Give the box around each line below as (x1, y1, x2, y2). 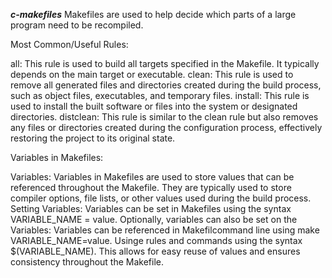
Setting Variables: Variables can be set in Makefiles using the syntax (10, 203, 292, 214)
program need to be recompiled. (10, 19, 144, 31)
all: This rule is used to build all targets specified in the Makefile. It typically (10, 58, 320, 69)
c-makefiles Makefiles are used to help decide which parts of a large (10, 9, 297, 20)
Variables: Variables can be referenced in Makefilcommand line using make (10, 224, 320, 236)
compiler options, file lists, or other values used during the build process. (10, 192, 312, 204)
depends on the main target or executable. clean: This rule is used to (10, 69, 294, 80)
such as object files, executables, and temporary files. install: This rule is (10, 90, 310, 101)
